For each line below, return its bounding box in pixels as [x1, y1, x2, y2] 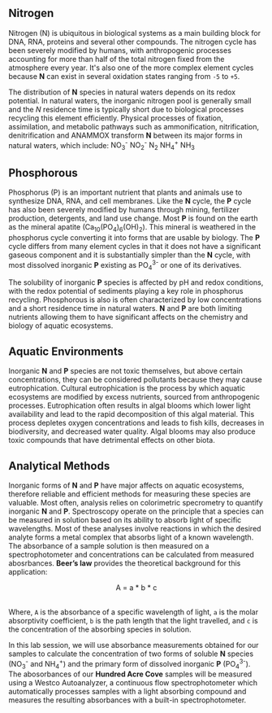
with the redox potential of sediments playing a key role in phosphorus [8, 287, 244, 296]
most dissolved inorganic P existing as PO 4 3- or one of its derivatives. [8, 258, 242, 272]
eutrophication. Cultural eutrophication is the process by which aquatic [8, 383, 246, 393]
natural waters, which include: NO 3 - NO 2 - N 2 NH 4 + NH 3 [8, 138, 195, 152]
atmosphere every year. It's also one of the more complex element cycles [8, 63, 254, 72]
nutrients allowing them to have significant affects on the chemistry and [8, 313, 248, 322]
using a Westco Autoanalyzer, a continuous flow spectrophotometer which [8, 678, 258, 688]
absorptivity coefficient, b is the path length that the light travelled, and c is [8, 615, 258, 625]
